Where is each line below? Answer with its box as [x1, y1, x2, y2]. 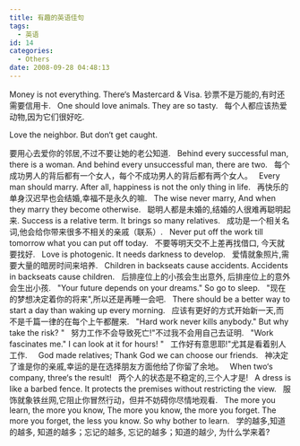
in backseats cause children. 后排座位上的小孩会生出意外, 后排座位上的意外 [9, 271, 291, 282]
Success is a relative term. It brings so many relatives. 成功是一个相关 [21, 214, 282, 225]
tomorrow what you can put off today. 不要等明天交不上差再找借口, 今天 [9, 237, 278, 248]
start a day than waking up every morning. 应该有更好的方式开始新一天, [9, 304, 277, 315]
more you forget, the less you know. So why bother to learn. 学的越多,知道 [9, 415, 287, 426]
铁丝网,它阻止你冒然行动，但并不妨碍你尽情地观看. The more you [32, 394, 276, 405]
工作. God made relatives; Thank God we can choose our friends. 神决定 [9, 349, 289, 360]
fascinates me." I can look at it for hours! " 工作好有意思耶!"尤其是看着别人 [9, 338, 287, 349]
